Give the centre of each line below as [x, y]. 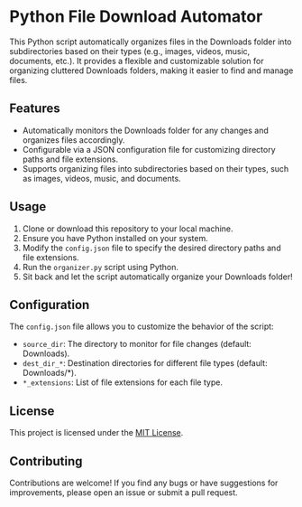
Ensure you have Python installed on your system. [115, 238]
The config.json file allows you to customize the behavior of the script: [142, 326]
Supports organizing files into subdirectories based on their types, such [156, 168]
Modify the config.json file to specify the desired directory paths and [151, 248]
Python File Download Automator [136, 17]
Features [35, 109]
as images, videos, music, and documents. [102, 178]
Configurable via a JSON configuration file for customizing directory [149, 149]
